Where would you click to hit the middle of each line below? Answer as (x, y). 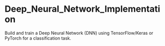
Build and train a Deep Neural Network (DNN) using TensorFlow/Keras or (79, 33)
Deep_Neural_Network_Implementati (82, 9)
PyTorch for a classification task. (38, 38)
